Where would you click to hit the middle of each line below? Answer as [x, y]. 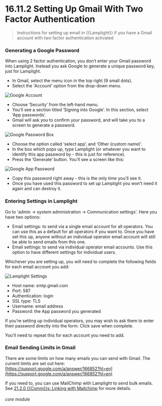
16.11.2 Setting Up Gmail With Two [74, 9]
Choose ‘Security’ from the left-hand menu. [55, 105]
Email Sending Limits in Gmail [40, 348]
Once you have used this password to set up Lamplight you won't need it [85, 183]
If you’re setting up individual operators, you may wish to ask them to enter [80, 321]
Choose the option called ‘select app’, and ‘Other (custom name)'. [77, 144]
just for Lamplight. [23, 71]
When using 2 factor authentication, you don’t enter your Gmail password [78, 61]
